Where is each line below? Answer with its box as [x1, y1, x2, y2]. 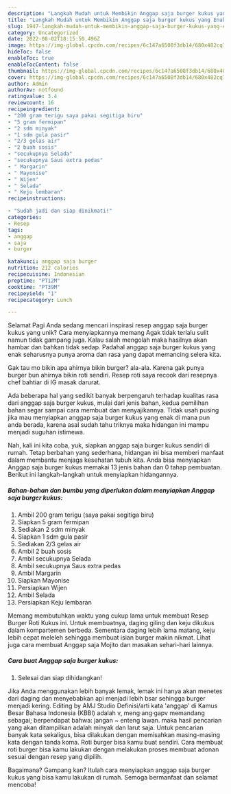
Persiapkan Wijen [17, 584, 68, 592]
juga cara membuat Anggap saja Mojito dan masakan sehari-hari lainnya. [8, 641, 214, 649]
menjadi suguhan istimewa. [8, 428, 85, 436]
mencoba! [8, 780, 36, 789]
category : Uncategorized [8, 29, 79, 36]
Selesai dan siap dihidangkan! [17, 674, 102, 682]
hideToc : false [8, 49, 51, 56]
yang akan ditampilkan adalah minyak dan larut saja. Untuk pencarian [8, 723, 204, 732]
